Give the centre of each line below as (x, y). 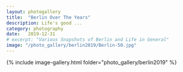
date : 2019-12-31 (31, 34)
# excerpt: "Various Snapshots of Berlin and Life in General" (88, 40)
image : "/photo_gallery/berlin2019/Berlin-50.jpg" (72, 46)
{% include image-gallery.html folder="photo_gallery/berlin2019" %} (91, 62)
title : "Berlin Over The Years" (48, 17)
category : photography (35, 28)
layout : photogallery (34, 12)
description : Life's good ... (45, 23)
